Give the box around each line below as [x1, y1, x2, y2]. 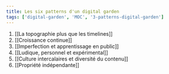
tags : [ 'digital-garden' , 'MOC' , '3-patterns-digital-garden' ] [6, 14, 164, 20]
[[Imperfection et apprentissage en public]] [14, 42, 119, 50]
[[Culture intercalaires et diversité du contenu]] [14, 55, 129, 62]
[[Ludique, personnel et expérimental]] [14, 49, 109, 56]
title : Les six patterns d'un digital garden [6, 8, 119, 15]
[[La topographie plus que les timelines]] [14, 30, 113, 37]
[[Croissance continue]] [14, 36, 72, 43]
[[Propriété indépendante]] [14, 61, 80, 68]
